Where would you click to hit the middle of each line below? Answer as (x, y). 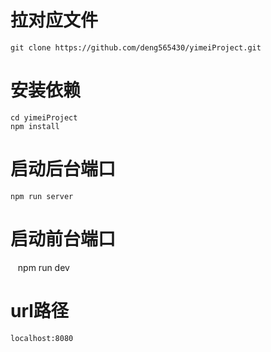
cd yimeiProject (44, 117)
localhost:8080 (42, 338)
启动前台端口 (63, 239)
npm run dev (43, 267)
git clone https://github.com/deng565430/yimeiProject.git (136, 47)
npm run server (42, 196)
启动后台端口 (63, 169)
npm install (35, 126)
